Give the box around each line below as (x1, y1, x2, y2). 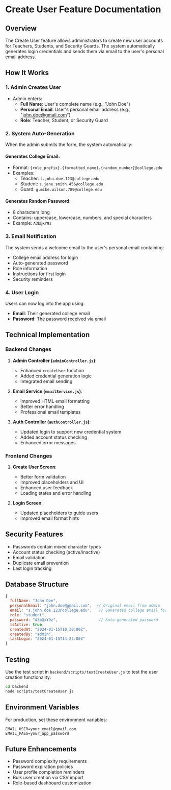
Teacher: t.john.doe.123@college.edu (20, 175, 100, 182)
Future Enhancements (5, 745, 77, 753)
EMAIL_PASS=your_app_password (5, 731, 70, 736)
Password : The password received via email (12, 316, 106, 322)
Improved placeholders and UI (20, 479, 84, 485)
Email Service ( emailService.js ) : (12, 388, 82, 394)
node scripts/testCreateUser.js (5, 688, 74, 694)
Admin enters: (12, 95, 42, 102)
